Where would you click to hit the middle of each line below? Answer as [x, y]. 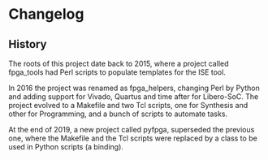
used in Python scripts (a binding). [66, 147]
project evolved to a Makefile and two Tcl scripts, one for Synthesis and [128, 105]
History [28, 44]
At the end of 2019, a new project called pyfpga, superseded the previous [132, 130]
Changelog [46, 14]
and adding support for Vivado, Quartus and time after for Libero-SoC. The [134, 97]
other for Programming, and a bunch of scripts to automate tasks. [118, 114]
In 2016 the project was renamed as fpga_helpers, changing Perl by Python [134, 88]
